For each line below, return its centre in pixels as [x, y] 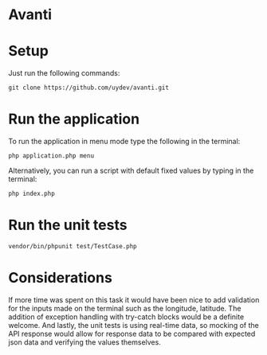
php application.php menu [51, 156]
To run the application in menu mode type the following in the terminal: [124, 142]
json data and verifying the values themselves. [84, 342]
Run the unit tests [68, 225]
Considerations [61, 278]
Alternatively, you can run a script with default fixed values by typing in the [131, 171]
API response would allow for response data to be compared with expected [132, 334]
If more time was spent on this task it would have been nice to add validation [134, 299]
